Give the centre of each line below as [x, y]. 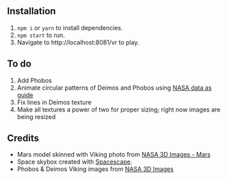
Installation [31, 11]
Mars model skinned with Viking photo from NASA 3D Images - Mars [113, 155]
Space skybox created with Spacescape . [75, 162]
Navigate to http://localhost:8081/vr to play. [78, 42]
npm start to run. [41, 35]
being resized [36, 116]
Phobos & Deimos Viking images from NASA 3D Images [95, 169]
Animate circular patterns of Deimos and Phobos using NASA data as [114, 88]
